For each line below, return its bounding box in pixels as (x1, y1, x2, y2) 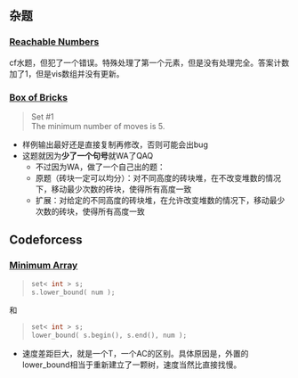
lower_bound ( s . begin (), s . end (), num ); (30, 331, 188, 341)
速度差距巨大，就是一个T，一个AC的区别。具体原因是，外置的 (21, 349, 249, 359)
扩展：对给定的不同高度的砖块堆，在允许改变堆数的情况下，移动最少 (35, 194, 286, 205)
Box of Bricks (9, 91, 68, 103)
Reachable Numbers (9, 36, 100, 48)
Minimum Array (9, 259, 78, 272)
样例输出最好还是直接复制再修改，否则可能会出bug (21, 139, 209, 150)
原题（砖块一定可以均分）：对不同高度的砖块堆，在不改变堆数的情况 (35, 172, 282, 183)
